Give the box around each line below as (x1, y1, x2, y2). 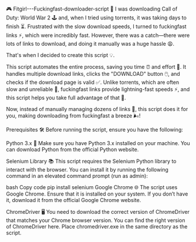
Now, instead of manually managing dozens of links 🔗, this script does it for (6, 106, 188, 112)
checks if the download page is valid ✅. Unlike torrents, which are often (6, 79, 180, 86)
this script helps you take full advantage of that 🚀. (6, 94, 126, 101)
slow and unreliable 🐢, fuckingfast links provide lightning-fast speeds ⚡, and (6, 86, 190, 93)
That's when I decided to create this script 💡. (6, 52, 115, 58)
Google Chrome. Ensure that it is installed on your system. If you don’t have (6, 190, 188, 197)
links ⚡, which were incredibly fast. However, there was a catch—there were (6, 32, 190, 39)
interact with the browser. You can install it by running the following (6, 166, 169, 173)
